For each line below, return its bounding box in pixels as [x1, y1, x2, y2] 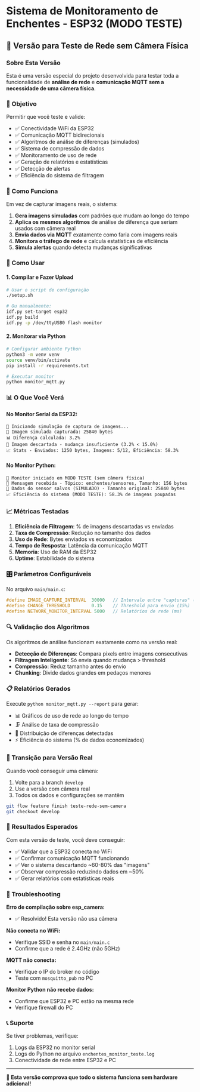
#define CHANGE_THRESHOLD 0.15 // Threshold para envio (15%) [6, 603, 190, 609]
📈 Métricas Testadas [6, 507, 69, 515]
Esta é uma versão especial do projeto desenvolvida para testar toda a [6, 72, 179, 79]
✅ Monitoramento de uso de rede [14, 152, 97, 159]
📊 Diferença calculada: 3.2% [6, 435, 80, 441]
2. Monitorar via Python [6, 333, 66, 340]
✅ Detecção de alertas [14, 165, 71, 173]
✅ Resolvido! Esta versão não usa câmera [14, 915, 118, 922]
